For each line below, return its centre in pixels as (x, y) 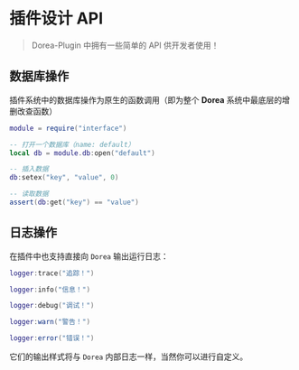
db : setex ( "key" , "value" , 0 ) (64, 178)
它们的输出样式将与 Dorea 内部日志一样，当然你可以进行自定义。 (129, 356)
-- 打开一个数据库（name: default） (72, 144)
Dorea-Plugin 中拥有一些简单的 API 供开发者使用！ (125, 45)
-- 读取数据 (29, 194)
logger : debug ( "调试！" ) (52, 306)
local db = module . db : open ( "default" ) (82, 153)
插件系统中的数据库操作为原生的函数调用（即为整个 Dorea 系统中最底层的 (146, 99)
